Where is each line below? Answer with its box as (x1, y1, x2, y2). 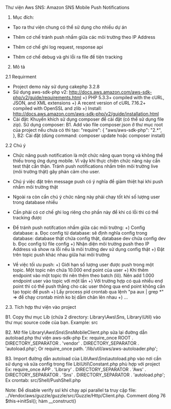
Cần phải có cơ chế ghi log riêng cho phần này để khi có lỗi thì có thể (12, 209, 159, 215)
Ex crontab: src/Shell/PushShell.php (5, 377, 81, 383)
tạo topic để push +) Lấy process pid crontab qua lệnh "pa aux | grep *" (12, 289, 164, 294)
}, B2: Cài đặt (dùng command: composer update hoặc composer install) (12, 132, 165, 139)
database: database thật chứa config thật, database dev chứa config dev (12, 235, 166, 241)
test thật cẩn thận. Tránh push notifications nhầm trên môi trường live (12, 163, 158, 169)
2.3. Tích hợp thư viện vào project (5, 304, 77, 310)
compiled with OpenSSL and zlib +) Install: (12, 105, 102, 111)
